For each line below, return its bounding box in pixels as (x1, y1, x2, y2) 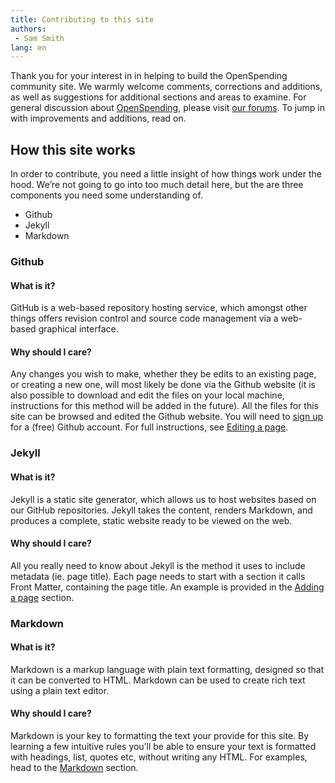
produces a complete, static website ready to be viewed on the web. (10, 514, 293, 526)
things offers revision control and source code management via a (10, 312, 279, 325)
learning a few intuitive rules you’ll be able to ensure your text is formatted (10, 741, 317, 753)
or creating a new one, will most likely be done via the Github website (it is (10, 379, 317, 391)
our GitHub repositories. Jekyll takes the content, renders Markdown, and (10, 504, 313, 516)
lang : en (10, 42, 47, 53)
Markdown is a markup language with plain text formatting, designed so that (10, 663, 325, 675)
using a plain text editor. (10, 684, 110, 696)
